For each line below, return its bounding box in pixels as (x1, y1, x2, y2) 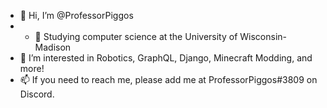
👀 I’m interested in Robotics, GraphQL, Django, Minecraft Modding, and (19, 52, 313, 64)
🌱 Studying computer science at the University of (34, 31, 238, 42)
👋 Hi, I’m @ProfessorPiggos (19, 10, 134, 21)
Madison (34, 41, 72, 53)
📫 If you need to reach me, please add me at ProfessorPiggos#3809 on (19, 74, 318, 85)
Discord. (19, 88, 55, 100)
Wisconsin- (239, 31, 288, 42)
